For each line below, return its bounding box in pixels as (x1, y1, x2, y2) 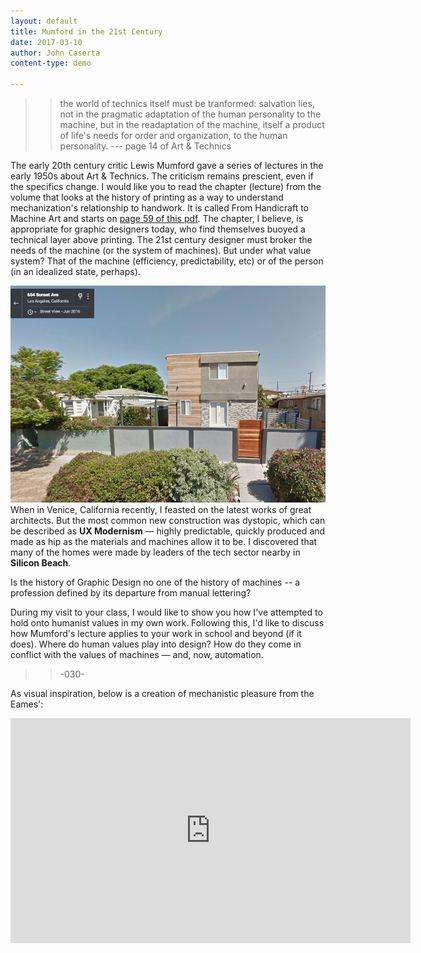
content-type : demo (10, 58, 92, 69)
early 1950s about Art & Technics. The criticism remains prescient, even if (10, 170, 314, 182)
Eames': (10, 698, 44, 710)
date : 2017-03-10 (10, 37, 83, 47)
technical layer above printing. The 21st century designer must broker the (10, 234, 313, 245)
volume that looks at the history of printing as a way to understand (10, 191, 284, 203)
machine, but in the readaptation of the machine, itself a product (59, 119, 325, 130)
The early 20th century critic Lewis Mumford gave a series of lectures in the (10, 160, 324, 171)
